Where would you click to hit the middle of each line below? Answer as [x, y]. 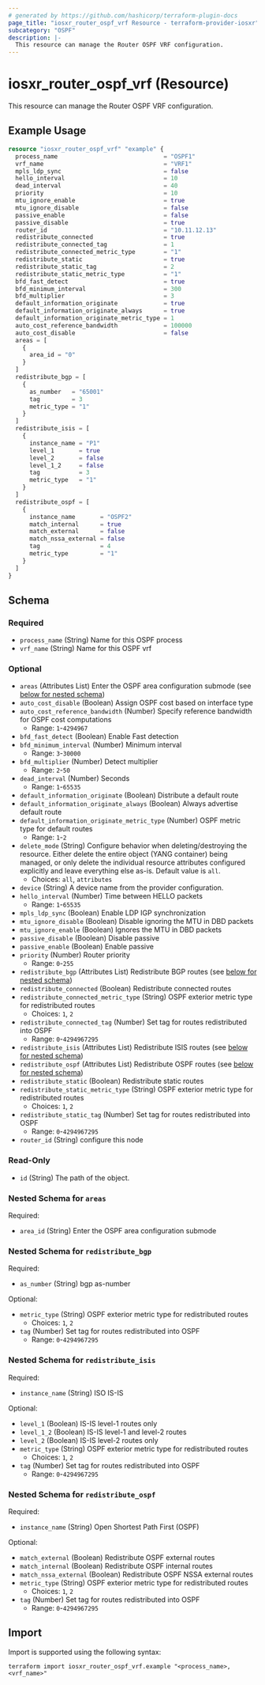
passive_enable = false [102, 215]
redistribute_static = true [100, 259]
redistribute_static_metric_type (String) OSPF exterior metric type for [136, 1089]
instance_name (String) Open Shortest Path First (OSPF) [109, 1527]
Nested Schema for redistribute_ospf [82, 1494]
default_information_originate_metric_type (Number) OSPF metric [130, 820]
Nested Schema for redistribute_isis [82, 1360]
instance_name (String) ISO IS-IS [71, 1392]
